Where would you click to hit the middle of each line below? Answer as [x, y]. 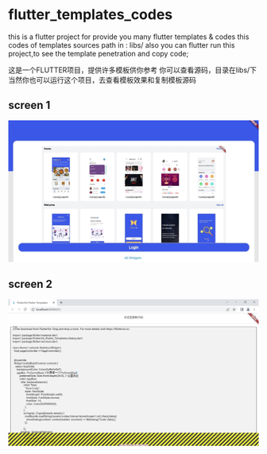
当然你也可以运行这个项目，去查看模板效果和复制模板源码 [102, 80]
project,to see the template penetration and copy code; [99, 53]
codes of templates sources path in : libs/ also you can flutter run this [122, 45]
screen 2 [31, 284]
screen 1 [29, 105]
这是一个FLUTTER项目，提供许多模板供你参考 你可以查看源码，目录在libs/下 [132, 70]
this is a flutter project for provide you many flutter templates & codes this [129, 37]
